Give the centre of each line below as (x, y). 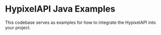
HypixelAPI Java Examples (60, 9)
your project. (18, 27)
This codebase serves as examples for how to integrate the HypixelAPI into (80, 22)
